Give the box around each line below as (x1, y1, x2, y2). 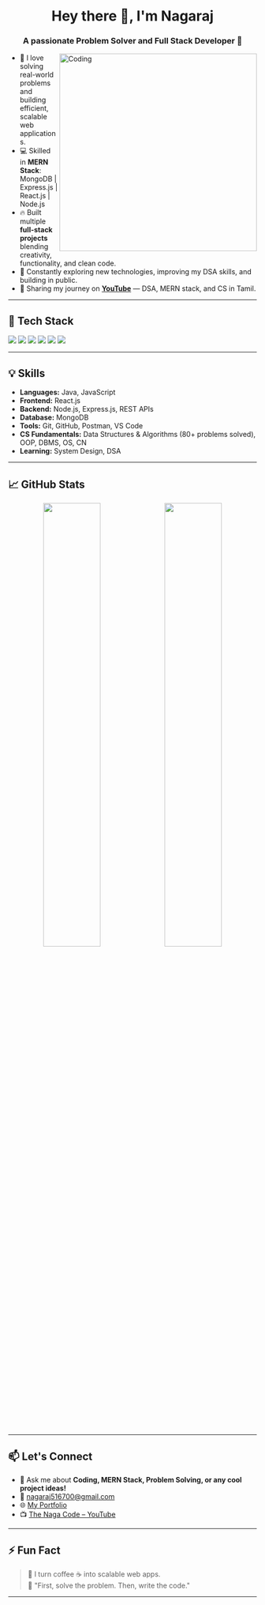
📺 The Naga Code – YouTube (19, 1509, 116, 1519)
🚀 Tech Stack (8, 314, 74, 327)
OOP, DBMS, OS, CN (19, 438, 87, 447)
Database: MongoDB (19, 413, 89, 422)
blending (19, 242, 49, 251)
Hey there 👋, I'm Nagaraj (50, 7, 215, 25)
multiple (19, 217, 47, 226)
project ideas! (19, 1483, 67, 1493)
